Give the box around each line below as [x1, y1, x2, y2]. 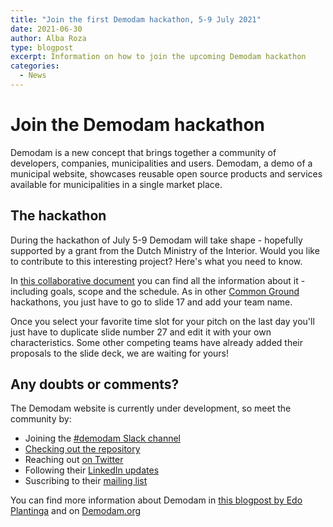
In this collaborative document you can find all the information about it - [10, 274, 306, 286]
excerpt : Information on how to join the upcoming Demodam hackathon [10, 52, 307, 62]
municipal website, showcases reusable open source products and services [10, 167, 323, 180]
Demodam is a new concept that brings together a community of [10, 146, 277, 158]
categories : [10, 61, 60, 71]
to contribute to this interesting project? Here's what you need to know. [10, 255, 303, 267]
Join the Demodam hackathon [10, 114, 265, 136]
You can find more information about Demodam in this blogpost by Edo [10, 494, 303, 506]
